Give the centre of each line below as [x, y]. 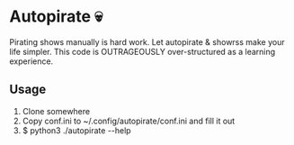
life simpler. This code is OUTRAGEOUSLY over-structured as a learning [143, 51]
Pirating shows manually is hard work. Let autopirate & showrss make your [147, 41]
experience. [31, 61]
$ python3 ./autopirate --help [77, 130]
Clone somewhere [56, 111]
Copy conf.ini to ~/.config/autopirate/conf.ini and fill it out [129, 121]
